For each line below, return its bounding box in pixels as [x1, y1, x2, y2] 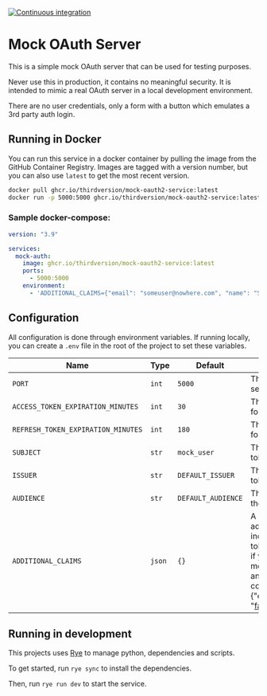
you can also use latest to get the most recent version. [8, 170, 190, 180]
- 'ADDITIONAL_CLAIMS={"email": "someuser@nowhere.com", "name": [29, 289, 250, 297]
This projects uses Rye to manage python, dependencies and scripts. [8, 648, 235, 658]
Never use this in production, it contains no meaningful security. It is [8, 76, 232, 87]
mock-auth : [15, 252, 52, 260]
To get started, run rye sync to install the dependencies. [8, 663, 192, 673]
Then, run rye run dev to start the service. [8, 679, 147, 689]
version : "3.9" [8, 230, 59, 238]
